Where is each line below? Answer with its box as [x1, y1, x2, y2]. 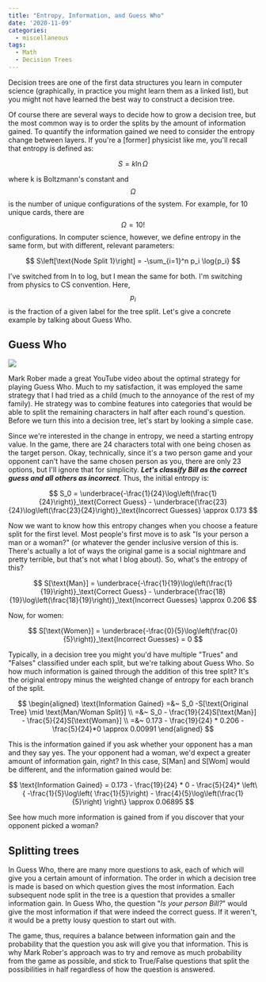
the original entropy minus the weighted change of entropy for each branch [8, 675, 254, 685]
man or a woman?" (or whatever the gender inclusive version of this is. [8, 538, 239, 547]
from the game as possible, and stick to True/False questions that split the [8, 957, 249, 966]
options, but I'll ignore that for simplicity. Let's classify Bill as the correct [8, 465, 248, 474]
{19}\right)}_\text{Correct [40, 587, 122, 596]
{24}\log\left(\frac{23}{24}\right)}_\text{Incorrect [8, 505, 169, 516]
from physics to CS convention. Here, [8, 279, 131, 290]
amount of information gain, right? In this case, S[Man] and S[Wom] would [8, 757, 250, 766]
